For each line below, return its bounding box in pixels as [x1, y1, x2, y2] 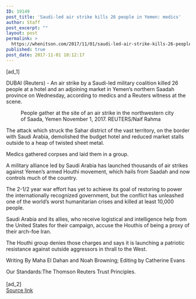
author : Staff [6, 19, 41, 25]
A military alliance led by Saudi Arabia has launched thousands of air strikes [6, 162, 188, 169]
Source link [6, 287, 33, 294]
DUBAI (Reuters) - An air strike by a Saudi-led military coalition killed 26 [6, 79, 178, 86]
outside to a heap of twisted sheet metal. [6, 139, 104, 146]
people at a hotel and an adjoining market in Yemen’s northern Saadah [6, 85, 175, 92]
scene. [6, 98, 23, 105]
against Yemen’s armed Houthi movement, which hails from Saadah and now [6, 168, 191, 175]
